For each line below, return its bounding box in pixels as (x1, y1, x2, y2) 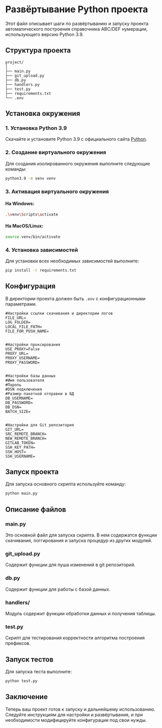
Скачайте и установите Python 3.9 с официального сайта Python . (5, 136, 147, 142)
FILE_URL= (5, 315, 27, 320)
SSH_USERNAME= (5, 453, 36, 459)
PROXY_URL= (5, 351, 29, 356)
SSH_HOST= (5, 449, 27, 454)
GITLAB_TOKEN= (5, 440, 36, 445)
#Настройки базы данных (5, 373, 56, 378)
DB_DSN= (5, 404, 22, 409)
